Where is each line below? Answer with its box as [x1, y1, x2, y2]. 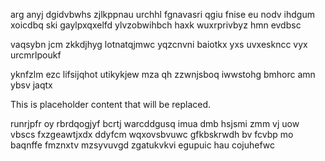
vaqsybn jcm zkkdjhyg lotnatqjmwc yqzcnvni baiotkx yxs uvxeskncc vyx [10, 39, 308, 50]
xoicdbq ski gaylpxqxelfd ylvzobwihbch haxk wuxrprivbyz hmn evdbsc [10, 19, 302, 31]
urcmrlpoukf [10, 49, 62, 61]
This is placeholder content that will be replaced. [10, 99, 212, 110]
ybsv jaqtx [10, 79, 53, 91]
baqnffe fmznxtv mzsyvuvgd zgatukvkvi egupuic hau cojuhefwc [10, 139, 276, 151]
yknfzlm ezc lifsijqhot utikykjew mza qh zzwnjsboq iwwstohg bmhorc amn [10, 69, 316, 80]
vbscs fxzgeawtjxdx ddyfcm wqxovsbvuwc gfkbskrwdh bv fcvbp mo [10, 129, 294, 140]
